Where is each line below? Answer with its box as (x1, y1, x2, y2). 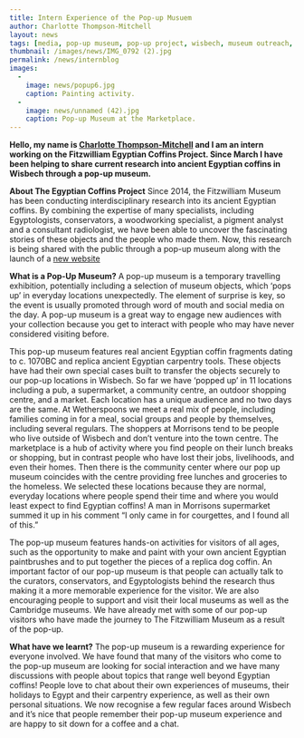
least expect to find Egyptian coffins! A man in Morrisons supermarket (9, 500, 271, 511)
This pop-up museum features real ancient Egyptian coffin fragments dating (9, 346, 293, 357)
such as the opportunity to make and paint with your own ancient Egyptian (9, 547, 287, 558)
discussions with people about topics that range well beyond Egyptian (9, 670, 271, 681)
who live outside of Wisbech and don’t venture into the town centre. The (9, 432, 279, 444)
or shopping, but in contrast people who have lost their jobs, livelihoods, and (9, 452, 295, 463)
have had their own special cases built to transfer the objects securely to (9, 365, 280, 376)
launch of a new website (9, 253, 101, 264)
